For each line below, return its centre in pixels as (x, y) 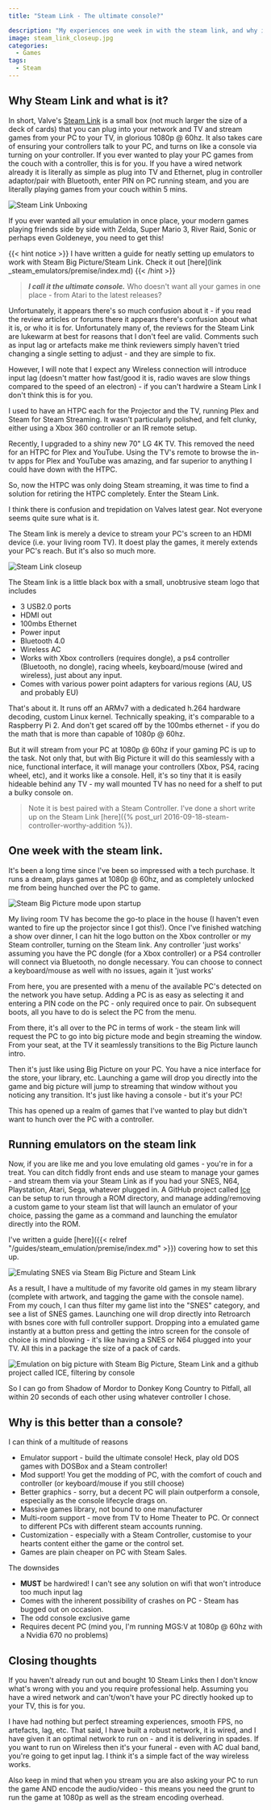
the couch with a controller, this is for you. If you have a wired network (125, 163)
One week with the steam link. (86, 851)
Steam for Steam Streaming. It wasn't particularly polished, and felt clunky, (133, 419)
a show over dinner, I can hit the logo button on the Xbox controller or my (130, 936)
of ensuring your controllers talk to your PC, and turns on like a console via (133, 146)
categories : (28, 45)
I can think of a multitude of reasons (69, 1442)
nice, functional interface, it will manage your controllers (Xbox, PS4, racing (134, 766)
